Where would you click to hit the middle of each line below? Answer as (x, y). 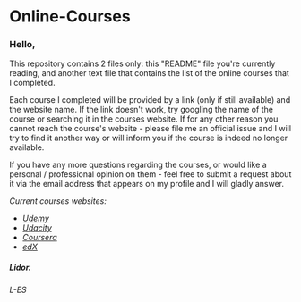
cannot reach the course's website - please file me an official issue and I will (150, 129)
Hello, (22, 45)
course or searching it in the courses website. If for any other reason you (144, 119)
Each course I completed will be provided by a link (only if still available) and (150, 100)
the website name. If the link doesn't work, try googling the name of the (141, 110)
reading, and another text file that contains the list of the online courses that (149, 73)
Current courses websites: (58, 201)
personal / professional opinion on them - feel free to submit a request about (150, 174)
